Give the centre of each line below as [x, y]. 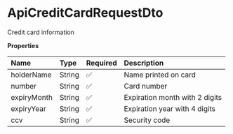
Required [101, 63]
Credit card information [41, 32]
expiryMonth [32, 97]
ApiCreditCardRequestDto [85, 13]
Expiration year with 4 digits [170, 108]
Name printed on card [160, 75]
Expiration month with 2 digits [173, 97]
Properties [23, 45]
